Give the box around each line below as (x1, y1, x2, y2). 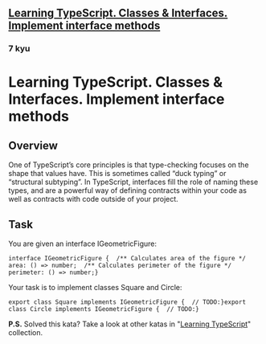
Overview (8, 138, 59, 152)
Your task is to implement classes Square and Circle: (8, 283, 182, 293)
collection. (8, 328, 43, 338)
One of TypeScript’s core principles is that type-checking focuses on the (8, 160, 249, 170)
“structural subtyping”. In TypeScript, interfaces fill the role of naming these (8, 177, 259, 187)
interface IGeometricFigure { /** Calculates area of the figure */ (8, 255, 247, 263)
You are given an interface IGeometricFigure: (8, 239, 158, 248)
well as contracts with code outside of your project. (8, 195, 178, 204)
